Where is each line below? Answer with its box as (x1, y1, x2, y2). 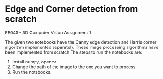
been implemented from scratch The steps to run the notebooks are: (5, 49, 143, 55)
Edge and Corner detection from (5, 3, 138, 15)
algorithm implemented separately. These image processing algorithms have (5, 44, 159, 50)
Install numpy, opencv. (12, 59, 57, 64)
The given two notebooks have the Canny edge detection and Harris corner (5, 39, 157, 45)
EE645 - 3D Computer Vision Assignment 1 (5, 30, 91, 35)
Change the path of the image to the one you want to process (12, 64, 136, 70)
